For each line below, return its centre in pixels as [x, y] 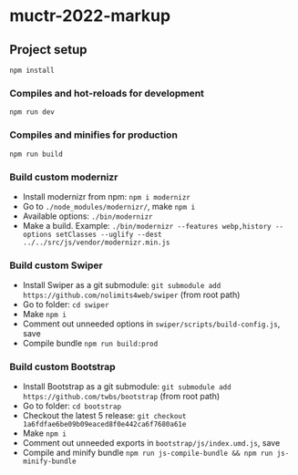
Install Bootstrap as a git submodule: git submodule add [127, 387]
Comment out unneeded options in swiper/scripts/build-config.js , [151, 324]
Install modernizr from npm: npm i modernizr [107, 196]
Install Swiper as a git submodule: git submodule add [122, 285]
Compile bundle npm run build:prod [90, 344]
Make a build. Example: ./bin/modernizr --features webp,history [147, 225]
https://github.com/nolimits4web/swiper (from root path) [131, 295]
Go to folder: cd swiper [66, 305]
